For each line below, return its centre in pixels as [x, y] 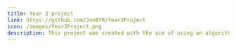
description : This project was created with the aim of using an [105, 33]
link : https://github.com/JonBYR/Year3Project [77, 20]
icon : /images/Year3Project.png [54, 26]
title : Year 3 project [40, 13]
